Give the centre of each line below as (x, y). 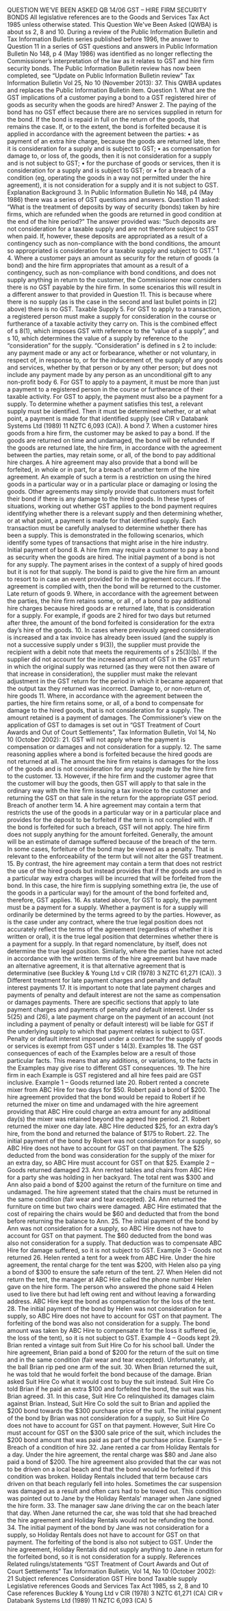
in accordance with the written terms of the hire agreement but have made (112, 958)
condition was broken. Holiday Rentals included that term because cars (107, 1476)
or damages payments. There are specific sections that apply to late (103, 1002)
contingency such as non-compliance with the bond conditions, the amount (114, 243)
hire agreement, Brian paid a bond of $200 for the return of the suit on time (113, 1352)
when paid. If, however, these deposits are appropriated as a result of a (107, 236)
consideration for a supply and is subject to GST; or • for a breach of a (106, 170)
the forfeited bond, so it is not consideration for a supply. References (104, 1557)
